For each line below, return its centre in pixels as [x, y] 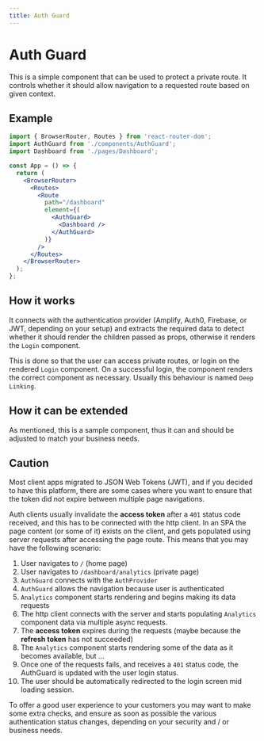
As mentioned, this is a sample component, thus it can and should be [122, 430]
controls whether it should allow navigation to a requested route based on [129, 85]
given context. [33, 94]
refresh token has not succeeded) [77, 640]
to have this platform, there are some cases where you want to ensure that [130, 491]
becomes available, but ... [63, 656]
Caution [29, 463]
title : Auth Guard [39, 15]
